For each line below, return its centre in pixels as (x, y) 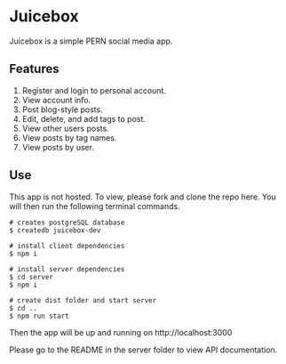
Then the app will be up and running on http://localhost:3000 (121, 332)
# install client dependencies (67, 246)
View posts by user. (58, 147)
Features (34, 69)
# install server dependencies (67, 269)
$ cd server (31, 277)
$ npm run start (39, 316)
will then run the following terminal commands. (95, 206)
